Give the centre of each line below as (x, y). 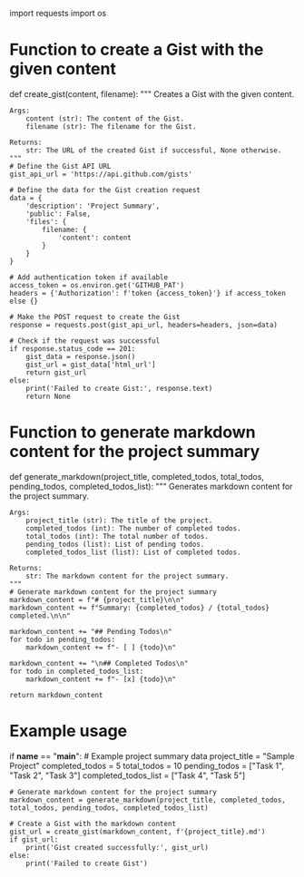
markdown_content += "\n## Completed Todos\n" (99, 663)
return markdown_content (56, 695)
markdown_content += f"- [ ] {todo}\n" (101, 648)
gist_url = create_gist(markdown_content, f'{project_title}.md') (137, 832)
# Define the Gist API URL (60, 166)
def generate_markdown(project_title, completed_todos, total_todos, (137, 476)
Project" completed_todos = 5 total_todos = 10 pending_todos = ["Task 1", (147, 765)
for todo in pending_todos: (63, 639)
